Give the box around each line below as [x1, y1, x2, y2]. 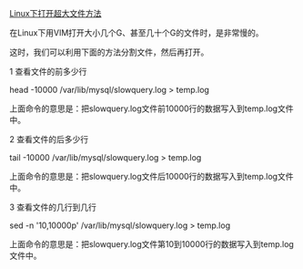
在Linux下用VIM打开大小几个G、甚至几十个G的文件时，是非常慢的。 [9, 27, 264, 38]
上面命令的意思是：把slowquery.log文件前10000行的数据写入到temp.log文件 [9, 103, 294, 114]
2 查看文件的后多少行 [9, 134, 89, 144]
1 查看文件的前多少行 [9, 67, 87, 77]
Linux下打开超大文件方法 [9, 8, 102, 18]
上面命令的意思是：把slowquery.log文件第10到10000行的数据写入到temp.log [9, 239, 294, 249]
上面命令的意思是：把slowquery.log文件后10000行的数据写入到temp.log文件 [9, 171, 294, 181]
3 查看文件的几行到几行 [9, 202, 97, 212]
